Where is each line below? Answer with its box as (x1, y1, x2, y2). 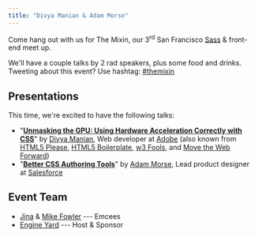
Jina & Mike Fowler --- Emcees (19, 211, 121, 221)
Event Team (8, 190, 68, 204)
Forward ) (19, 151, 50, 160)
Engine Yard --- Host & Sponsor (19, 220, 124, 229)
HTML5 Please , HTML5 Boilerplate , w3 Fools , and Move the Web (19, 143, 230, 152)
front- (228, 35, 248, 44)
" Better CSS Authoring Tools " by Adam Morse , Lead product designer (19, 160, 250, 169)
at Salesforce (19, 167, 63, 178)
